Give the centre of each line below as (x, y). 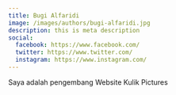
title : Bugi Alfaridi (44, 15)
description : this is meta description (74, 30)
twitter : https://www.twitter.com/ (74, 52)
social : (21, 38)
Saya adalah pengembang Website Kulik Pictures (88, 82)
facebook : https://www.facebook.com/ (78, 45)
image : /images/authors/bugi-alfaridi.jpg (79, 23)
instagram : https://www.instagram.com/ (81, 60)
